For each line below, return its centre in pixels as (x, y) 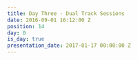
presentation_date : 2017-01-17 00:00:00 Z (69, 46)
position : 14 (26, 26)
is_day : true (26, 39)
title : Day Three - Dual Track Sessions (66, 13)
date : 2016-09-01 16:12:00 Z (49, 20)
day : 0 (17, 33)
